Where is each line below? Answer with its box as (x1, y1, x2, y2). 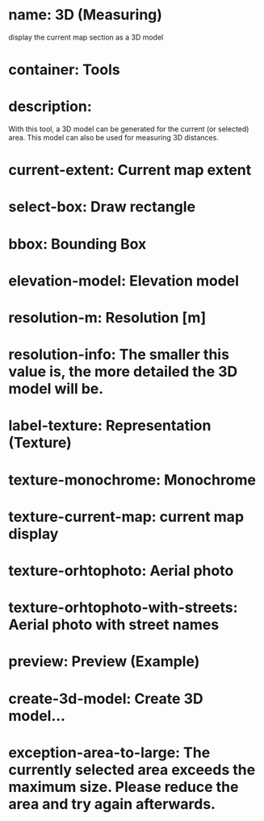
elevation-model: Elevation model (8, 272, 240, 290)
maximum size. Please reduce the (8, 777, 239, 796)
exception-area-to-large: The (8, 744, 211, 761)
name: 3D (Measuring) (8, 6, 163, 24)
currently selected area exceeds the (8, 761, 256, 779)
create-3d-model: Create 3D (8, 690, 203, 707)
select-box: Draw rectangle (8, 198, 196, 216)
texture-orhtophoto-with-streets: (8, 598, 238, 617)
